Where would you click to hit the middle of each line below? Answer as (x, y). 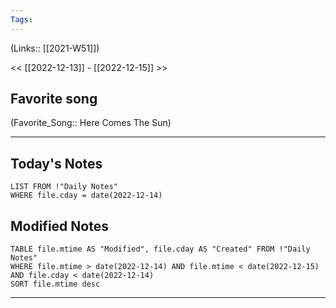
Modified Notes (59, 226)
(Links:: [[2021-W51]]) (55, 48)
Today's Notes (56, 163)
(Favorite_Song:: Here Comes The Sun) (91, 123)
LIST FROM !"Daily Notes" (64, 187)
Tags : (21, 19)
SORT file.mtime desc (55, 284)
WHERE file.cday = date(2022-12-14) (86, 196)
